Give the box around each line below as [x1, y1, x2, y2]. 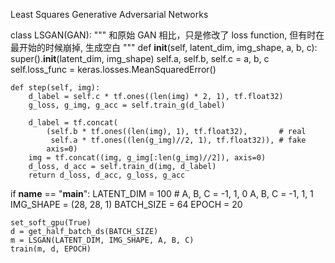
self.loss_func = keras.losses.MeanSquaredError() [10, 64, 217, 75]
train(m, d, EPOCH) [10, 244, 92, 254]
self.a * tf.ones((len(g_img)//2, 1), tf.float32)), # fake [50, 135, 307, 145]
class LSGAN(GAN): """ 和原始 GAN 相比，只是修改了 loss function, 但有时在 [10, 29, 325, 41]
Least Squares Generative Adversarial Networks [10, 9, 209, 20]
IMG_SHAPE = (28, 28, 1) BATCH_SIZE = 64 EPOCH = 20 [10, 199, 243, 210]
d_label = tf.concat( [28, 118, 118, 128]
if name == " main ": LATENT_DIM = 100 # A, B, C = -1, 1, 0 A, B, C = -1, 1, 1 [10, 188, 314, 199]
